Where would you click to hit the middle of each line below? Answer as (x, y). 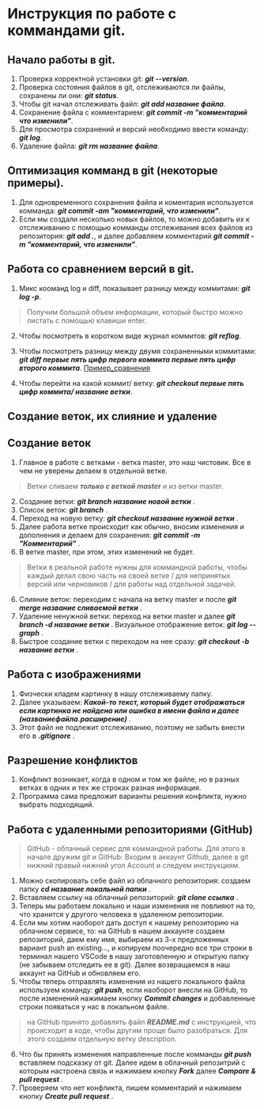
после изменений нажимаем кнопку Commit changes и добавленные (137, 998)
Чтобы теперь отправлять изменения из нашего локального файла (132, 982)
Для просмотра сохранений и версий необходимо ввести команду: (134, 129)
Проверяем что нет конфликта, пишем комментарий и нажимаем (130, 1088)
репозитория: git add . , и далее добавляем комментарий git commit (134, 236)
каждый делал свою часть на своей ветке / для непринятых (128, 575)
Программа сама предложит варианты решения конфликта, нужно (132, 797)
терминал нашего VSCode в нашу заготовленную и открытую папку (134, 956)
